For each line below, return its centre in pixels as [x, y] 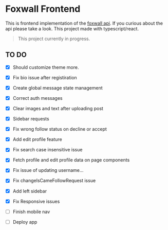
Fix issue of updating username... [48, 170]
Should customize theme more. [46, 67]
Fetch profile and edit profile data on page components [71, 160]
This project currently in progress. [54, 39]
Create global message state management [58, 87]
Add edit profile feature [38, 139]
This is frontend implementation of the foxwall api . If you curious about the [84, 23]
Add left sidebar [30, 191]
